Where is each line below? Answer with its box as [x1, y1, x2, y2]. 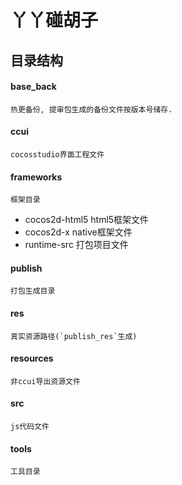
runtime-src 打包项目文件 [24, 239, 129, 251]
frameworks [10, 171, 63, 183]
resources [10, 352, 54, 365]
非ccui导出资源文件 [10, 376, 81, 386]
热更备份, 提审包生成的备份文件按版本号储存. [10, 104, 173, 115]
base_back [10, 81, 57, 93]
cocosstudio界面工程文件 [10, 149, 105, 160]
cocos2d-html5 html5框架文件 [24, 214, 150, 226]
